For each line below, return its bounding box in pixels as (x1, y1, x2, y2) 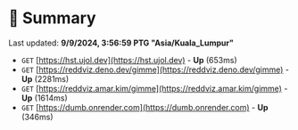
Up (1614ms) (21, 93, 68, 103)
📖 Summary (8, 8, 96, 28)
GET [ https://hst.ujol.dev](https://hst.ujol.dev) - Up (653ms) (21, 54, 237, 65)
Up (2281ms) (21, 73, 70, 84)
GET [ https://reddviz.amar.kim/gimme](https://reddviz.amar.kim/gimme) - (21, 83, 288, 93)
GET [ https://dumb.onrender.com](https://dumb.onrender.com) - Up (21, 102, 269, 112)
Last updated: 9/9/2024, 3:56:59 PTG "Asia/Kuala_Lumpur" (8, 37, 234, 48)
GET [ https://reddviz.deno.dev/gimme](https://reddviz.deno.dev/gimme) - (21, 64, 290, 75)
